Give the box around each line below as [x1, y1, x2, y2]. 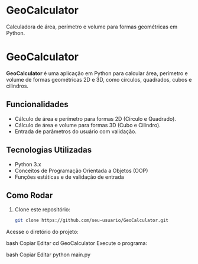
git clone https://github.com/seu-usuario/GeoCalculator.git [14, 217, 169, 224]
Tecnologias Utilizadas [6, 145, 92, 155]
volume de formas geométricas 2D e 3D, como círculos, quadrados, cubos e [6, 76, 192, 83]
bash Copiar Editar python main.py [6, 251, 90, 258]
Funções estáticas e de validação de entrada [14, 173, 124, 181]
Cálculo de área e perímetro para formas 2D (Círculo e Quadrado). [14, 115, 176, 122]
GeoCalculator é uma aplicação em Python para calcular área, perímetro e [6, 69, 188, 77]
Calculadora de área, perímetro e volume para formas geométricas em [6, 23, 178, 30]
